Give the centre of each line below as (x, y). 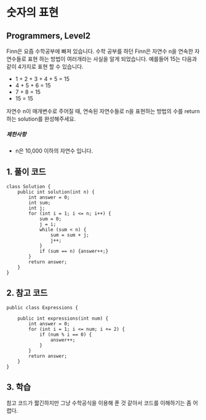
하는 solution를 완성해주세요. (41, 119)
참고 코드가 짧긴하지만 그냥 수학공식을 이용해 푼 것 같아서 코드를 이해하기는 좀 (99, 403)
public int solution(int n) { (56, 192)
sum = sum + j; (69, 235)
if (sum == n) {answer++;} (74, 251)
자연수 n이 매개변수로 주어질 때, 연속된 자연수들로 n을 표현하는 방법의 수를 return (103, 111)
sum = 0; (50, 219)
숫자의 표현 (33, 13)
